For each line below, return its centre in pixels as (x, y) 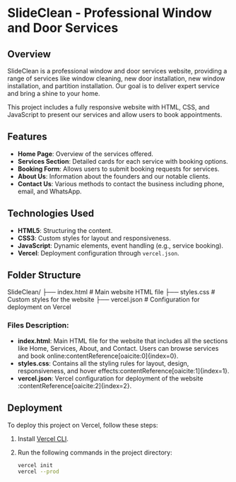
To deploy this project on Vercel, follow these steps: (83, 425)
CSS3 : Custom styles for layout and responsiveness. (94, 238)
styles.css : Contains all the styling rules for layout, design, (103, 363)
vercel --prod (38, 472)
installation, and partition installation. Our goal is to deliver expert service (114, 86)
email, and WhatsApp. (50, 191)
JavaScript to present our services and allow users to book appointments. (115, 115)
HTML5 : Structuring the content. (65, 230)
